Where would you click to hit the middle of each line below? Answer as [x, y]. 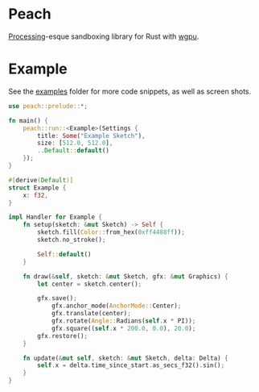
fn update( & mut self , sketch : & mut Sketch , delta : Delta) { [125, 358]
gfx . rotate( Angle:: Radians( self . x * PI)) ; [123, 321]
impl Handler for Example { [55, 217]
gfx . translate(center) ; [91, 314]
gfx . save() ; [58, 298]
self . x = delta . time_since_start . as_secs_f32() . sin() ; [131, 365]
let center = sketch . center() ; [90, 284]
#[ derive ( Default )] [41, 180]
